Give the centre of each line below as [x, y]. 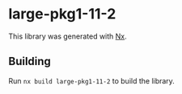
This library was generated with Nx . [68, 36]
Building [30, 61]
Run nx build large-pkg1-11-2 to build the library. [92, 80]
